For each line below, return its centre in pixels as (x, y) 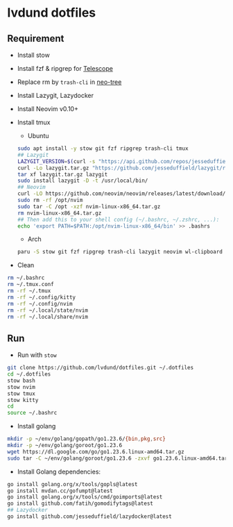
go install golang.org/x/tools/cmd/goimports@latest (85, 497)
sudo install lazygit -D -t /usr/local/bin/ (83, 181)
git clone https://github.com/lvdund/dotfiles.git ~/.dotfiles (101, 368)
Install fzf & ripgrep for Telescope (65, 68)
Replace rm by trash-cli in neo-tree (69, 82)
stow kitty (23, 400)
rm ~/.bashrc (26, 278)
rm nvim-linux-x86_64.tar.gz (59, 213)
